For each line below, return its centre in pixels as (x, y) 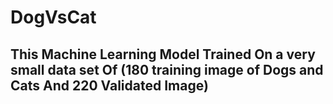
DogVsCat (53, 17)
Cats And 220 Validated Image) (109, 85)
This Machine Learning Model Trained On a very (163, 54)
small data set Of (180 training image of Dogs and (167, 69)
